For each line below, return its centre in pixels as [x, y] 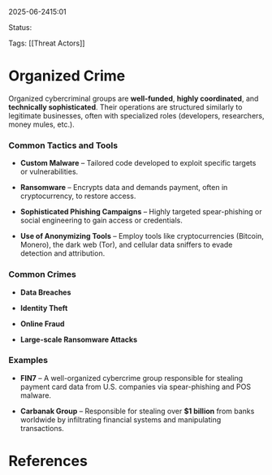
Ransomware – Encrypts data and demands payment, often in [124, 188]
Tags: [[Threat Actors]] [47, 43]
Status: [20, 27]
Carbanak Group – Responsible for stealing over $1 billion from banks [137, 411]
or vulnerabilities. [49, 172]
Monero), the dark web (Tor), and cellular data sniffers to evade [126, 245]
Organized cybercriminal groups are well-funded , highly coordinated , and [134, 98]
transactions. [42, 428]
